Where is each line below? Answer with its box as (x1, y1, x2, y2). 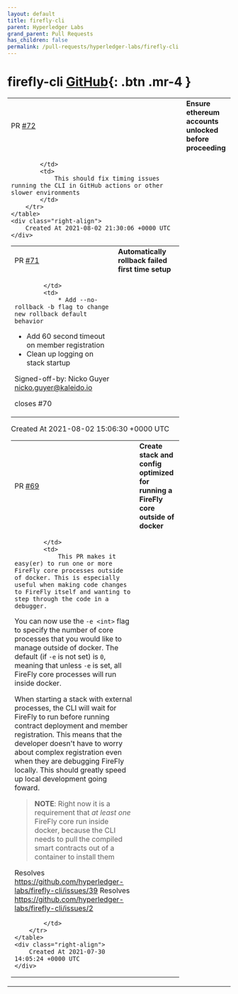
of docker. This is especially (14, 574, 120, 581)
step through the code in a (14, 595, 109, 603)
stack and (139, 449, 174, 459)
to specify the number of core (14, 625, 114, 635)
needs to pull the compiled (34, 834, 123, 844)
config (139, 459, 162, 469)
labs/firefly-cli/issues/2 (14, 903, 93, 913)
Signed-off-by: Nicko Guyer (14, 374, 110, 384)
